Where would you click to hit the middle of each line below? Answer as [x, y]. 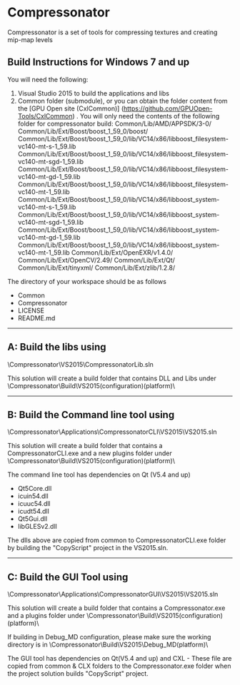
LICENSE [31, 310]
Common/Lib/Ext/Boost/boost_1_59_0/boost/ [83, 131]
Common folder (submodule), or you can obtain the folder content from [122, 101]
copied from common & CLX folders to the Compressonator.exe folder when [119, 666]
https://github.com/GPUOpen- [168, 108]
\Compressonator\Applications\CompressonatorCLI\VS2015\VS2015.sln [112, 432]
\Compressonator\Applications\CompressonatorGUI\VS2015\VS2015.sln [113, 594]
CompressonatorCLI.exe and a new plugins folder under [90, 453]
